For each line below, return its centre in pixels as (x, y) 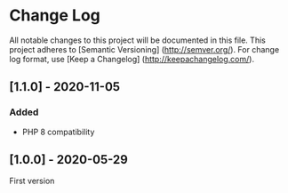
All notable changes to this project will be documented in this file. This (138, 40)
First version (32, 181)
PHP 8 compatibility (58, 132)
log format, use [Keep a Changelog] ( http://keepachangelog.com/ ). (132, 59)
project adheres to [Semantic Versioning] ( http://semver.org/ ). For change (144, 49)
